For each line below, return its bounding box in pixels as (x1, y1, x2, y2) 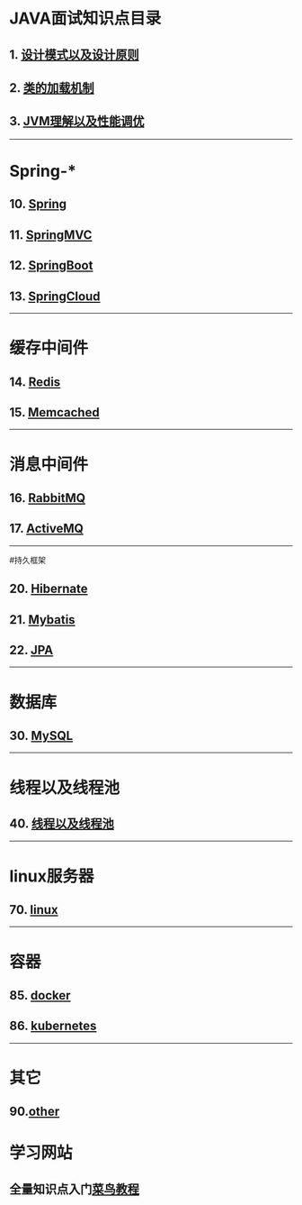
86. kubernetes (9, 1018, 97, 1034)
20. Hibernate (9, 581, 88, 597)
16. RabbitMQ (9, 490, 86, 506)
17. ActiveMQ (9, 521, 84, 536)
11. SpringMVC (9, 227, 93, 242)
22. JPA (9, 642, 54, 658)
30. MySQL (9, 727, 74, 744)
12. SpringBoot (9, 258, 93, 273)
